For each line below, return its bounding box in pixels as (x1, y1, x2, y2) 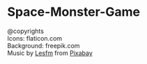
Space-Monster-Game (7, 4, 141, 20)
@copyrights (7, 27, 44, 35)
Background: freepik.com (7, 41, 80, 50)
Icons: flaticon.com (7, 34, 63, 42)
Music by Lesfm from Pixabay (7, 49, 93, 57)
